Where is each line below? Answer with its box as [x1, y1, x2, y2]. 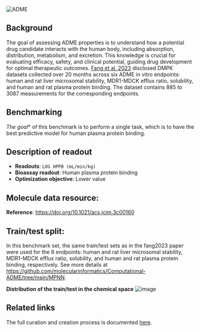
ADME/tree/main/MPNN [6, 274, 65, 281]
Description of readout [6, 147, 93, 157]
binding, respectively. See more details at [6, 261, 108, 268]
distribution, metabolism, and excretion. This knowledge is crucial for [6, 52, 176, 59]
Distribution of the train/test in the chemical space [6, 285, 134, 293]
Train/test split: [6, 226, 64, 236]
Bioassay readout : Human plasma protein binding [14, 169, 138, 176]
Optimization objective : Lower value [14, 176, 106, 183]
